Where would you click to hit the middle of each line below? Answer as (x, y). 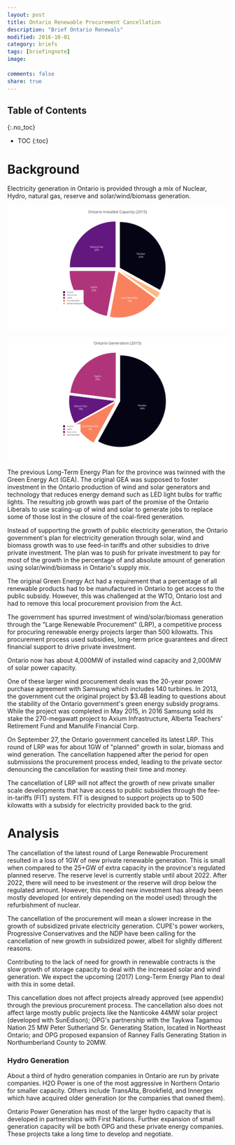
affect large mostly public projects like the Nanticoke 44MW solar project (113, 1013)
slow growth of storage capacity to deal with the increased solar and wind (114, 969)
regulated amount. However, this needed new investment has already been (115, 890)
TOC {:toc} (33, 141)
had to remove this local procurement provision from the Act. (95, 604)
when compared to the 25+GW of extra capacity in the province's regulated (116, 868)
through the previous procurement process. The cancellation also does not (115, 1006)
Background (43, 169)
